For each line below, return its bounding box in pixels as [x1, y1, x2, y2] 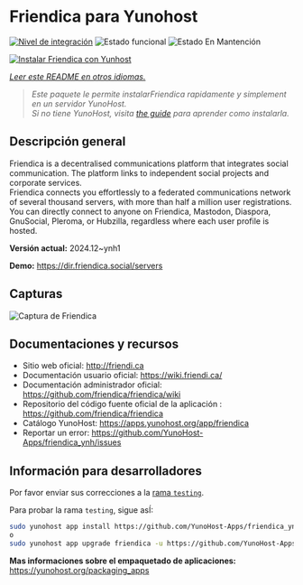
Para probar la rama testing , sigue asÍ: [9, 505, 153, 515]
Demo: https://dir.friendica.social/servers [9, 260, 163, 271]
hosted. [9, 225, 38, 236]
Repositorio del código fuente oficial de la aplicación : [22, 399, 223, 410]
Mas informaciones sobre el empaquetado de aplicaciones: [9, 555, 236, 566]
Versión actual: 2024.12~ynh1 [9, 242, 121, 254]
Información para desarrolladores [9, 463, 203, 478]
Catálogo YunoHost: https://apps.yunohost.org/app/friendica [22, 418, 250, 429]
